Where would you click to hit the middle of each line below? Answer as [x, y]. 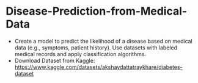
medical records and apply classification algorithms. [80, 54]
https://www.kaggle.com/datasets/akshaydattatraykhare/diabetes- [98, 67]
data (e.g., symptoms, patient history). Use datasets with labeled [96, 48]
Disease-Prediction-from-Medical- [97, 11]
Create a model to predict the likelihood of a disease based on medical [104, 41]
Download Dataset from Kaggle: [55, 60]
